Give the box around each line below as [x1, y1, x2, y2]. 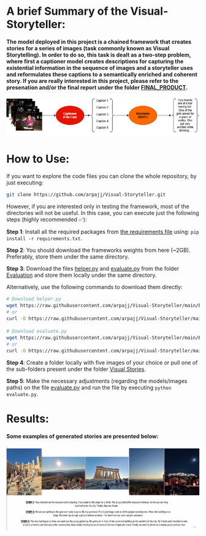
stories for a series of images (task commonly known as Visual [6, 44, 170, 52]
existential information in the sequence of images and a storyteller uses [6, 64, 193, 71]
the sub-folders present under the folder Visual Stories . [6, 365, 146, 373]
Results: [6, 412, 49, 426]
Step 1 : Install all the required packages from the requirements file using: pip [6, 228, 199, 235]
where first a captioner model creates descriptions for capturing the [6, 57, 184, 65]
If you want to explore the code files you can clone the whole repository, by [6, 173, 197, 180]
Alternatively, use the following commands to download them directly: [6, 284, 183, 290]
